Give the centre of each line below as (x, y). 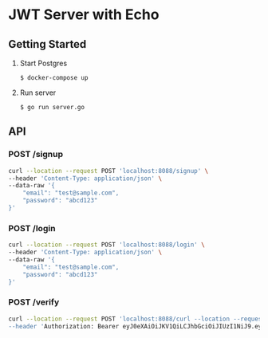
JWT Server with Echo (84, 15)
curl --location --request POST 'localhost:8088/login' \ (106, 245)
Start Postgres (43, 63)
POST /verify (34, 302)
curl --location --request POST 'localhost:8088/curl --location (119, 319)
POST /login (32, 228)
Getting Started (47, 44)
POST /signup (36, 155)
